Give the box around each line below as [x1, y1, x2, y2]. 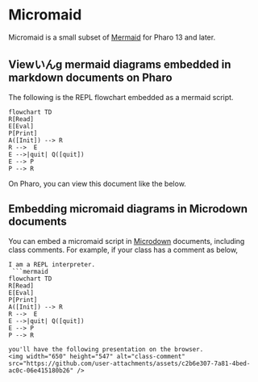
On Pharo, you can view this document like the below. [8, 178, 187, 188]
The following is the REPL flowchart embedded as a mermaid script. [8, 92, 234, 102]
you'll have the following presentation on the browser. [8, 345, 204, 353]
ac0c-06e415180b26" [8, 366, 74, 375]
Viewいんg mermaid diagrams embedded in [8, 58, 231, 72]
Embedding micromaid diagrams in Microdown [8, 202, 248, 216]
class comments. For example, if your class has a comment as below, [8, 245, 239, 254]
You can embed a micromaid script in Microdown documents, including [8, 236, 245, 246]
